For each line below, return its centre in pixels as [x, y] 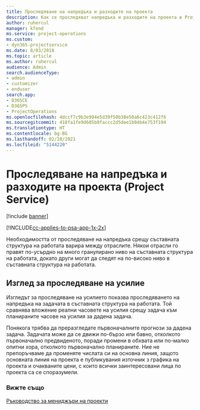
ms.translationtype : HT [36, 128]
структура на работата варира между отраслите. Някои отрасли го [92, 246]
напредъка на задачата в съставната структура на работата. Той [89, 304]
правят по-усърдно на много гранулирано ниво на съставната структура [100, 251]
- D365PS [17, 106]
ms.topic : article [29, 56]
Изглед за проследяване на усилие [75, 283]
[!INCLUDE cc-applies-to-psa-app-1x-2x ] [56, 228]
